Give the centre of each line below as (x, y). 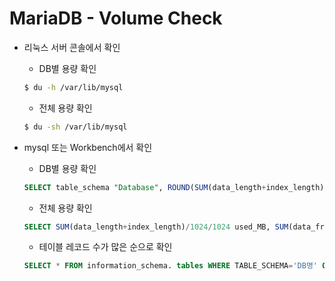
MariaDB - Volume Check (116, 18)
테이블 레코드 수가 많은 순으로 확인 (105, 247)
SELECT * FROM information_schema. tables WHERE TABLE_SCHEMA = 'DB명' (170, 266)
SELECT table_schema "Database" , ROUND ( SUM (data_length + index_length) (174, 187)
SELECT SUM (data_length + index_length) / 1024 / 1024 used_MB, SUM (156, 227)
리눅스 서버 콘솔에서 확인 (72, 47)
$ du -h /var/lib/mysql (73, 87)
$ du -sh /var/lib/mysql (75, 127)
